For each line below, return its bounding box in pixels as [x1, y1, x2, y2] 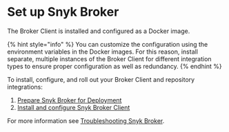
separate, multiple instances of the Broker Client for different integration [7, 54, 212, 63]
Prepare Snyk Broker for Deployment [17, 96, 122, 104]
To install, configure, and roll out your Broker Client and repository [7, 75, 195, 83]
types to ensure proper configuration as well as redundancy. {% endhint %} [7, 62, 222, 70]
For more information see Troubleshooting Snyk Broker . [7, 116, 165, 124]
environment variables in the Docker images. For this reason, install [7, 47, 199, 56]
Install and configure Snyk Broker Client [17, 103, 130, 111]
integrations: [7, 82, 43, 91]
